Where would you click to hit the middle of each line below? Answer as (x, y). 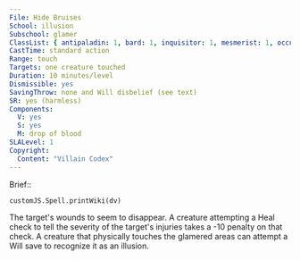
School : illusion (42, 26)
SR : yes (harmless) (46, 101)
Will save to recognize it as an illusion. (79, 246)
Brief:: (21, 184)
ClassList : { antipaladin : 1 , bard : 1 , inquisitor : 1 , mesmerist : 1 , (142, 42)
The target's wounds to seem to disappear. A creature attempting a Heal (142, 217)
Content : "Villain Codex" (66, 159)
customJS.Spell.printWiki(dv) (66, 201)
